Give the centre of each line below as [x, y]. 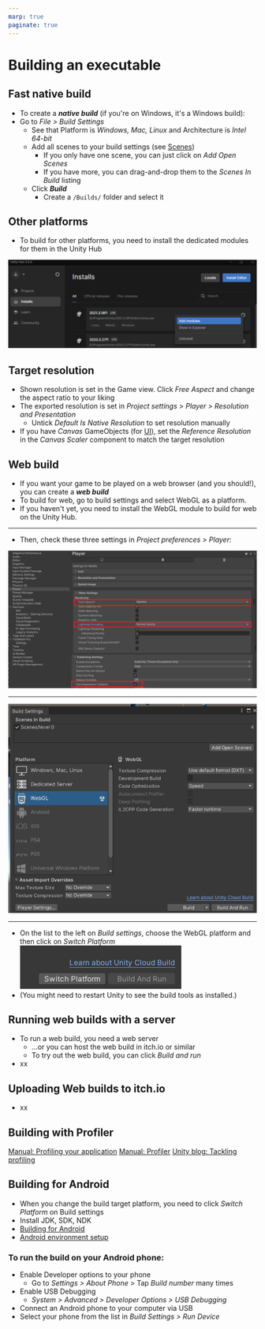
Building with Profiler [61, 1132]
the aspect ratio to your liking [67, 398]
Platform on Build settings [62, 1211]
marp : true [26, 17]
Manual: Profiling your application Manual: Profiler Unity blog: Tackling [123, 1152]
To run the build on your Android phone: [86, 1257]
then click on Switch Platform [67, 941]
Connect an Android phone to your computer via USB [106, 1308]
